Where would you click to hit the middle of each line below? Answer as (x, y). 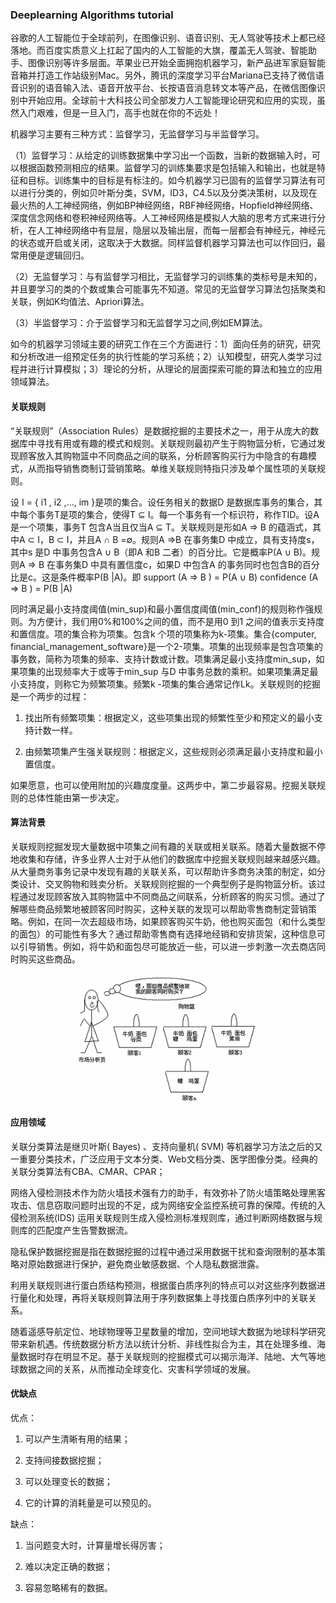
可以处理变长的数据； (68, 1481)
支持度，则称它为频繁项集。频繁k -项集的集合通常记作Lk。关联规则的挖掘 (169, 684)
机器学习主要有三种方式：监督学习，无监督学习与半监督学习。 (137, 134)
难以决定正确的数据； (68, 1566)
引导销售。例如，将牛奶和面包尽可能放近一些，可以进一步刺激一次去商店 (167, 946)
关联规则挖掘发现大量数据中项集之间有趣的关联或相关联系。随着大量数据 (159, 846)
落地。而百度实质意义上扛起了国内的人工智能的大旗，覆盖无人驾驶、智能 (159, 50)
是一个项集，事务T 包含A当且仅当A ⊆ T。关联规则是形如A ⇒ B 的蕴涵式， (161, 527)
